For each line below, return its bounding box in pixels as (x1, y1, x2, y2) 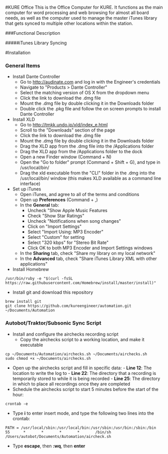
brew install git (5, 299, 42, 304)
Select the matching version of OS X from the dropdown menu (20, 90, 149, 96)
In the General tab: (20, 202, 59, 208)
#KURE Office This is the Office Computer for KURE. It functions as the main (5, 5, 163, 10)
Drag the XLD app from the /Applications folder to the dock (20, 149, 142, 155)
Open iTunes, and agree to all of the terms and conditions (20, 191, 139, 198)
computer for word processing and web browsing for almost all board (5, 10, 149, 16)
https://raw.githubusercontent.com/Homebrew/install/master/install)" (5, 281, 156, 286)
